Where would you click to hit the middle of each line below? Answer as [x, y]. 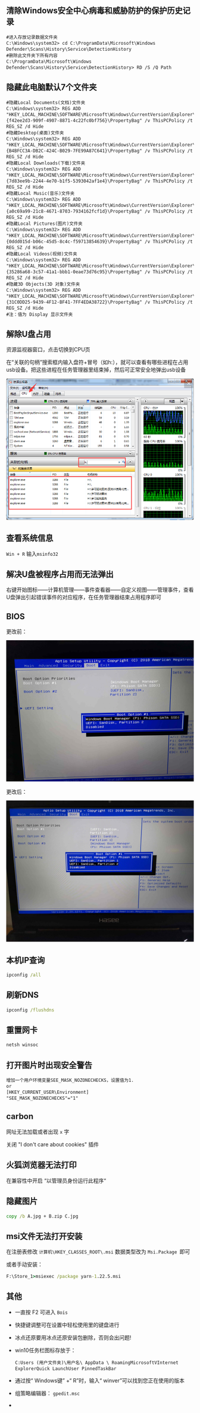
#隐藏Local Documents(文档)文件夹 [46, 103]
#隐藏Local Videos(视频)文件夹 [42, 254]
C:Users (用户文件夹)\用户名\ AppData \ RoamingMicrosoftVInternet [96, 1362]
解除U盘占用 [29, 334]
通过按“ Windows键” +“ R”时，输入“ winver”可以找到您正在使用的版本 [100, 1380]
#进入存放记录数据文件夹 [32, 37]
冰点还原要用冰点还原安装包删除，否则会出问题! [73, 1337]
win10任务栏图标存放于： [45, 1350]
